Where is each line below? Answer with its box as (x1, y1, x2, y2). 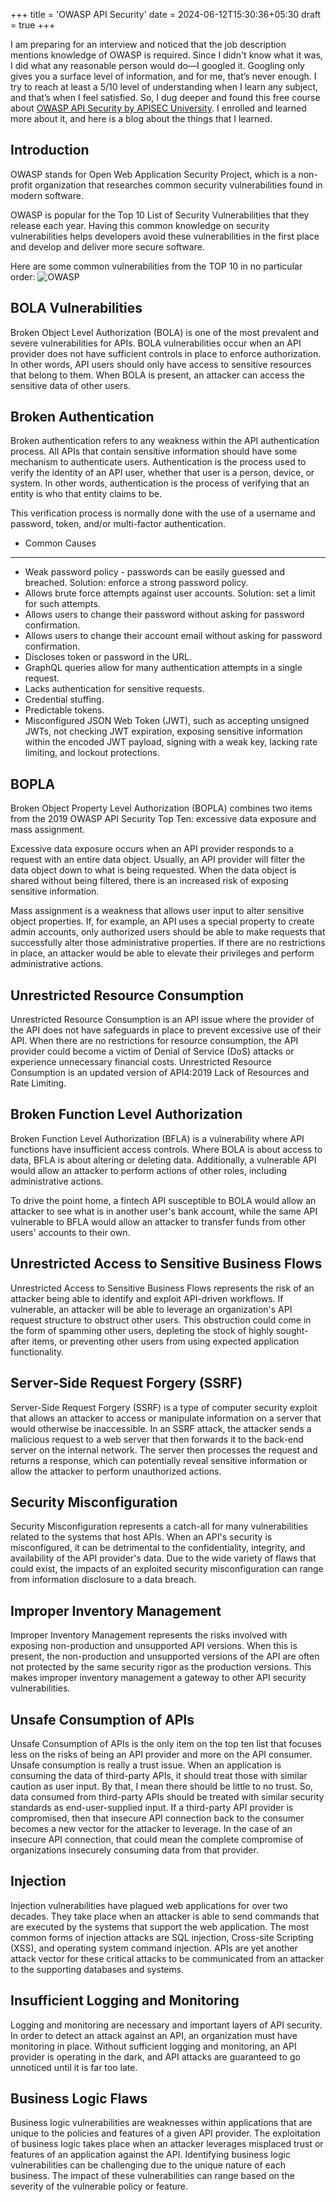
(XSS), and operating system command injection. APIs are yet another (10, 1942, 298, 1954)
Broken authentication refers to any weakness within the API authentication (10, 435, 320, 447)
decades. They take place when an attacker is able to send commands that (10, 1910, 320, 1922)
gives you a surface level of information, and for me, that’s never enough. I (10, 70, 317, 82)
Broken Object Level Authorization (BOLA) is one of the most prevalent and (10, 326, 320, 338)
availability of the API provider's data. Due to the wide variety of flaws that (10, 1552, 317, 1564)
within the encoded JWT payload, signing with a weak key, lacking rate (24, 736, 318, 748)
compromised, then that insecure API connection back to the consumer (10, 1812, 305, 1824)
